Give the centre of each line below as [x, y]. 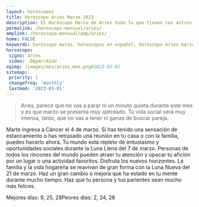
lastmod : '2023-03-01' [37, 89]
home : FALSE [21, 39]
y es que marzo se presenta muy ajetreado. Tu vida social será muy [103, 111]
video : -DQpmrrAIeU [33, 61]
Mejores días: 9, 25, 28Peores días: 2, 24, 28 [61, 197]
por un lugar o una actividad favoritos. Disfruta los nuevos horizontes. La [95, 161]
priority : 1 [23, 77]
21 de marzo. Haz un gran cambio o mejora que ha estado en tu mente [92, 173]
